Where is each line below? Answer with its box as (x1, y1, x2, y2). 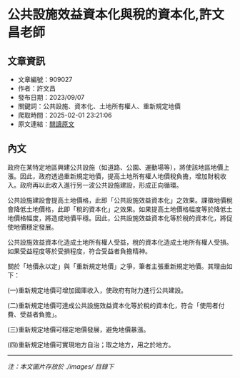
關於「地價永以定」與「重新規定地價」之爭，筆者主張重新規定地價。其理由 (7, 262, 226, 270)
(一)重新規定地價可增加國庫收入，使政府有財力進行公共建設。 (7, 286, 188, 295)
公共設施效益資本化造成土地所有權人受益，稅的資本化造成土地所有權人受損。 (7, 237, 233, 246)
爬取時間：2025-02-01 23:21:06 (17, 111, 112, 119)
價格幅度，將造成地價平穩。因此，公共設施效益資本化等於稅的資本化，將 (13, 213, 226, 222)
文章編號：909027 (17, 76, 73, 83)
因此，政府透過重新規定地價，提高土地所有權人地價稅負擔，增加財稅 (19, 172, 220, 180)
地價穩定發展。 (13, 223, 58, 231)
